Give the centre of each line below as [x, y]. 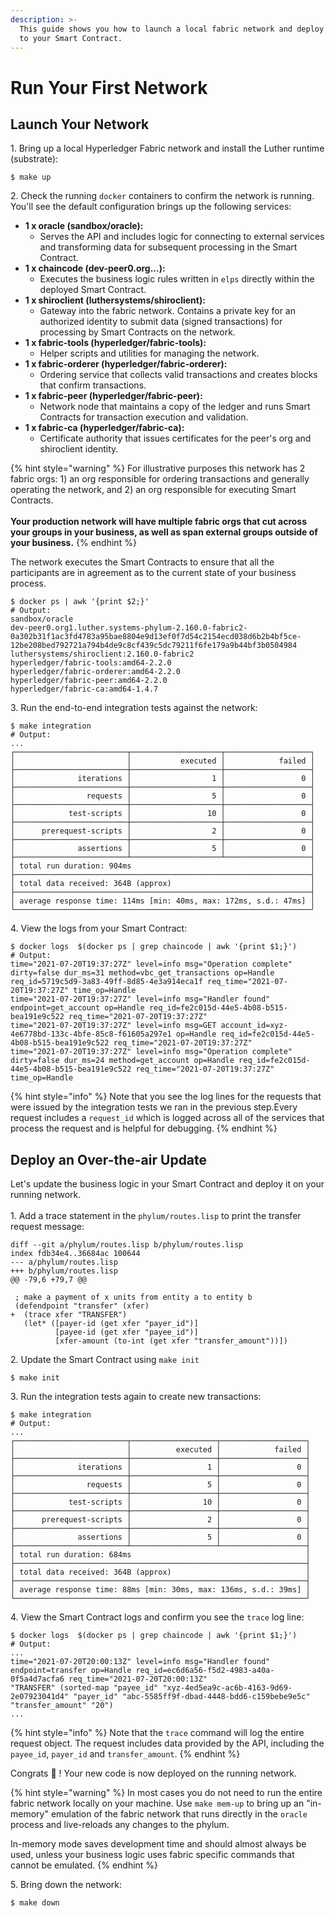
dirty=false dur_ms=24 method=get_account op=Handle [122, 1061]
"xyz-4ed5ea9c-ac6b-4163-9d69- [227, 1688]
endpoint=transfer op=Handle [71, 1671]
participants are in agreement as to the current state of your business [153, 573]
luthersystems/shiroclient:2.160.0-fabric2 [102, 654]
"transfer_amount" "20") [62, 1706]
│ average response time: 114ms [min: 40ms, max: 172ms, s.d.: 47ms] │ [162, 901]
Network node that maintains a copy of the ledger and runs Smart [175, 407]
